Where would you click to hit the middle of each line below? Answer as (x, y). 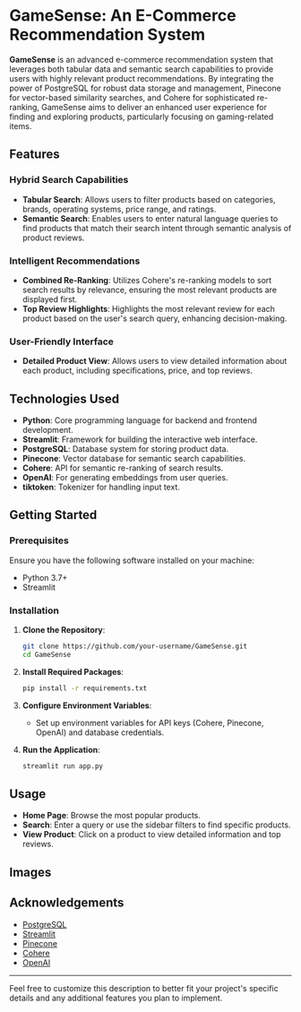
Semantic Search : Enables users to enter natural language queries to (150, 218)
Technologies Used (64, 398)
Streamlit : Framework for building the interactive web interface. (140, 439)
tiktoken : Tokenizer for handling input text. (101, 487)
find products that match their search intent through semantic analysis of (157, 228)
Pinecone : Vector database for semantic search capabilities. (134, 459)
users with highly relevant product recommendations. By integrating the (142, 78)
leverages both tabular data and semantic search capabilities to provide (142, 69)
